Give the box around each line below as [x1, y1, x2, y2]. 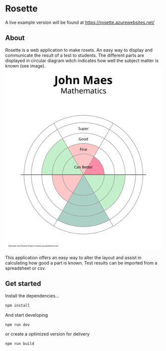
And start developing [5, 312, 48, 318]
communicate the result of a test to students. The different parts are [5, 52, 144, 58]
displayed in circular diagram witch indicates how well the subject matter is [5, 58, 159, 64]
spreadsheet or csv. [5, 265, 46, 271]
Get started [5, 280, 41, 288]
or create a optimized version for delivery [5, 331, 90, 337]
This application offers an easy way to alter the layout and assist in [5, 254, 142, 261]
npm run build [5, 341, 35, 347]
